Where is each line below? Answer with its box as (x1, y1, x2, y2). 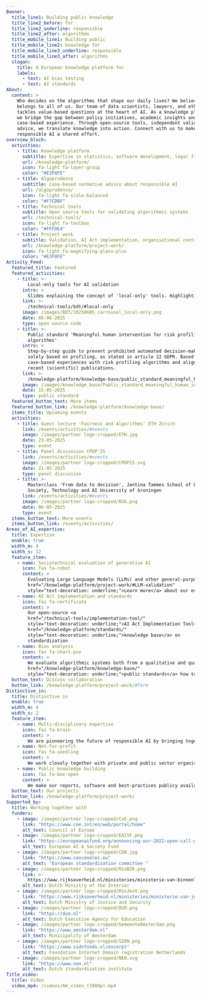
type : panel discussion (22, 471, 82, 477)
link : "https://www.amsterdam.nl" (22, 927, 109, 933)
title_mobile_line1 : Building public (11, 37, 106, 43)
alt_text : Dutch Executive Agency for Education (22, 916, 146, 922)
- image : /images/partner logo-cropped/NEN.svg (17, 955, 138, 961)
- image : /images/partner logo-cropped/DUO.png (17, 905, 138, 911)
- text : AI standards (22, 81, 77, 87)
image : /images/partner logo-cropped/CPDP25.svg (22, 459, 146, 466)
